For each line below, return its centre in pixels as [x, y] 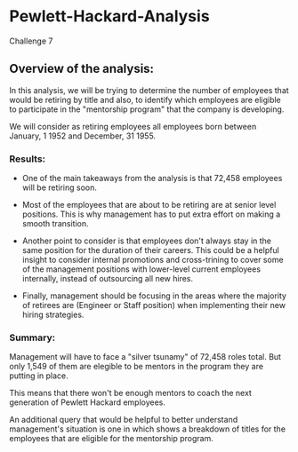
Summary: [32, 337]
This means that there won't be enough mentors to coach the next [130, 393]
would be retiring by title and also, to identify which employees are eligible [145, 99]
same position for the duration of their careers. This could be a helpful [151, 250]
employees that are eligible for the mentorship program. [111, 439]
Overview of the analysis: [81, 69]
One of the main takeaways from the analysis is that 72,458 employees [152, 178]
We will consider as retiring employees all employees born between [133, 126]
